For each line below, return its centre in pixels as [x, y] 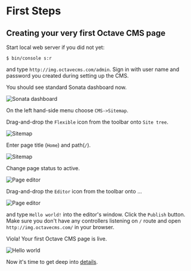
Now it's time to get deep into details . [52, 262]
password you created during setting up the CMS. [67, 76]
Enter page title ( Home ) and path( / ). [49, 145]
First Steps [34, 11]
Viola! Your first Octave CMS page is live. [57, 239]
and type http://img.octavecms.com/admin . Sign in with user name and [93, 69]
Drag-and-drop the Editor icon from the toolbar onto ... [74, 191]
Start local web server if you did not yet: [56, 47]
